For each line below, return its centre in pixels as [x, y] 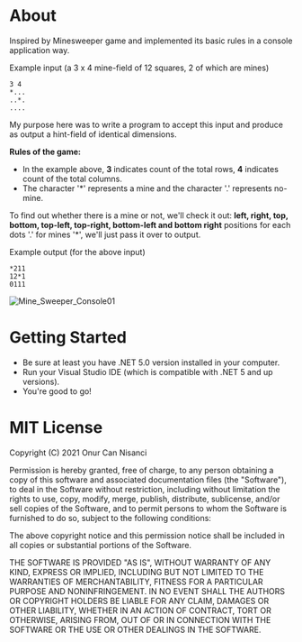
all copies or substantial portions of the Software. [100, 545]
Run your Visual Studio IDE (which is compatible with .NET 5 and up [147, 371]
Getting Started [68, 338]
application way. [40, 50]
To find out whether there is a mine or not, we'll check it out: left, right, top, [149, 215]
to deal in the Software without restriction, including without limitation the [145, 489]
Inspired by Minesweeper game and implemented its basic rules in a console [151, 41]
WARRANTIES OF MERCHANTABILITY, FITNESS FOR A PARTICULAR [136, 582]
